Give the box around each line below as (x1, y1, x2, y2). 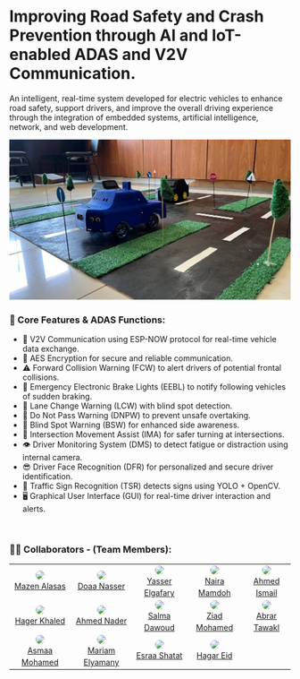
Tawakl (253, 623, 279, 633)
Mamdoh (197, 588, 231, 598)
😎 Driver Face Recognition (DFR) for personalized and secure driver (21, 461, 274, 472)
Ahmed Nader (75, 615, 128, 626)
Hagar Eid (196, 649, 233, 660)
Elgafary (144, 588, 175, 598)
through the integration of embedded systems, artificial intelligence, (9, 112, 259, 123)
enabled (9, 45, 71, 64)
